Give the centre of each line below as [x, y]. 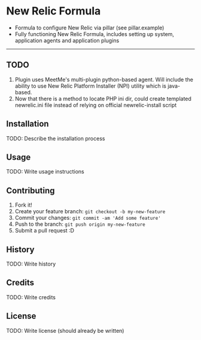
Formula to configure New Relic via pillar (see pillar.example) [89, 28]
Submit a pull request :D [45, 231]
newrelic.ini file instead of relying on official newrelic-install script [96, 105]
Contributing [31, 190]
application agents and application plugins [67, 40]
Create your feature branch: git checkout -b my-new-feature [90, 211]
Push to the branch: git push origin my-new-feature [80, 224]
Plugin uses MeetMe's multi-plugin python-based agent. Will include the [104, 79]
